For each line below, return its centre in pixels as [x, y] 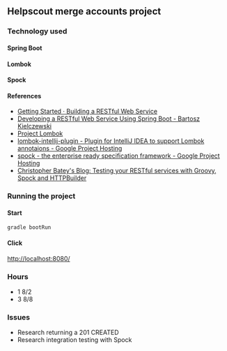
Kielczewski [34, 126]
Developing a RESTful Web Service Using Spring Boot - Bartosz [109, 119]
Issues [19, 317]
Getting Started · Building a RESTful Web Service [87, 112]
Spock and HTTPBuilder [52, 178]
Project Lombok [40, 134]
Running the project [41, 196]
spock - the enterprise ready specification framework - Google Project [119, 156]
